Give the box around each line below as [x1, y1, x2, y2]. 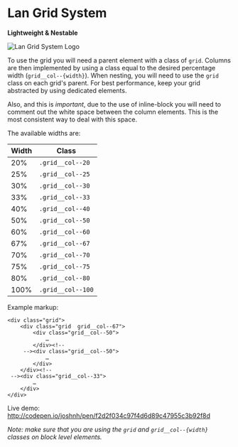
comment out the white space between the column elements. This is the [7, 107, 219, 116]
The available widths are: [7, 129, 81, 137]
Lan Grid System [7, 5, 107, 21]
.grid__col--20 [38, 158, 90, 166]
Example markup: [7, 303, 59, 311]
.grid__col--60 [38, 227, 90, 236]
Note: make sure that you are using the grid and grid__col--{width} [7, 425, 208, 433]
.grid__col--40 [38, 205, 90, 212]
